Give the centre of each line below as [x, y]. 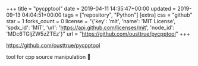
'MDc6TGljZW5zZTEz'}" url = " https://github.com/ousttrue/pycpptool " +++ [98, 34]
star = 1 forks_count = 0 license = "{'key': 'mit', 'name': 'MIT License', [91, 21]
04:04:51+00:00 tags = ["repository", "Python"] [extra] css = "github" [107, 15]
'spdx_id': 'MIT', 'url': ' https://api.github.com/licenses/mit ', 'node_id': [90, 27]
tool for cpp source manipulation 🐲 [48, 57]
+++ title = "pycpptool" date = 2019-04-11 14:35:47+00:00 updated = [91, 9]
